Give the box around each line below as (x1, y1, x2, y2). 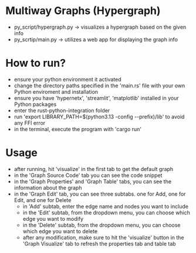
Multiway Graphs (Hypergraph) (5, 4, 161, 18)
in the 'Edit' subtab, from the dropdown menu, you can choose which (22, 209, 190, 216)
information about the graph (13, 184, 82, 191)
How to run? (5, 57, 66, 70)
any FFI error (13, 119, 46, 126)
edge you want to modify (22, 215, 83, 222)
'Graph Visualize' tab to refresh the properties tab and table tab (22, 240, 177, 247)
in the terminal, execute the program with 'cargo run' (13, 125, 142, 132)
